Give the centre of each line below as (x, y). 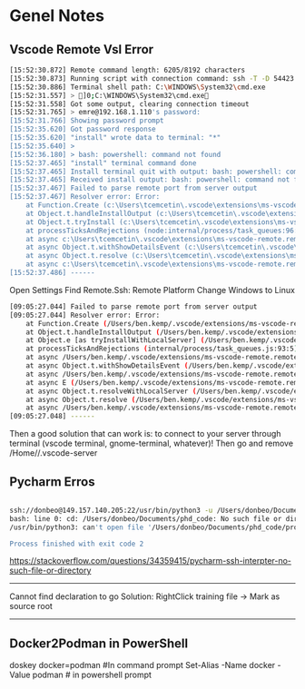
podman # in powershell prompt (92, 675)
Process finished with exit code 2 (77, 544)
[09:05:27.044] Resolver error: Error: (85, 315)
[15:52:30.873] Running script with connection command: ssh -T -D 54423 (152, 78)
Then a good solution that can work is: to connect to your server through (145, 434)
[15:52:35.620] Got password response (83, 129)
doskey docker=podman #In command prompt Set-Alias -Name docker (143, 665)
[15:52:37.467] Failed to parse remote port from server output (133, 188)
